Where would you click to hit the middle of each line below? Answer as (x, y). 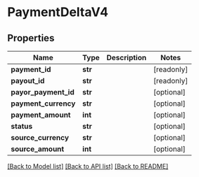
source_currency (40, 137)
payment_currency (43, 104)
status (22, 126)
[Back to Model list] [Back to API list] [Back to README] (88, 166)
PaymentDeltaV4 (58, 12)
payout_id (28, 81)
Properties (31, 38)
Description (127, 58)
